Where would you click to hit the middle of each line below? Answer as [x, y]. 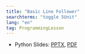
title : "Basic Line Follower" [43, 11]
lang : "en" [19, 22]
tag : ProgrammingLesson [35, 28]
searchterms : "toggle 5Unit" [42, 17]
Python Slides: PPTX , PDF [46, 45]
